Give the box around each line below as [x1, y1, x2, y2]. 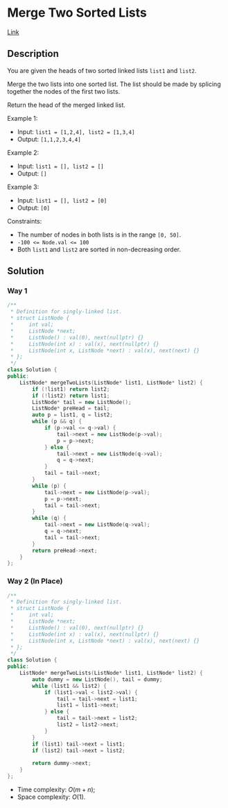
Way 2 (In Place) [7, 576, 63, 586]
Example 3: [7, 183, 40, 191]
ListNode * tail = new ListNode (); [32, 398, 132, 405]
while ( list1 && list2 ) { [32, 682, 107, 689]
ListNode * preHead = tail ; [32, 405, 110, 412]
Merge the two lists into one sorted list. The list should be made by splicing [7, 80, 221, 88]
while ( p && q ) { [32, 418, 82, 425]
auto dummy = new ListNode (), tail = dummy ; [32, 675, 163, 683]
